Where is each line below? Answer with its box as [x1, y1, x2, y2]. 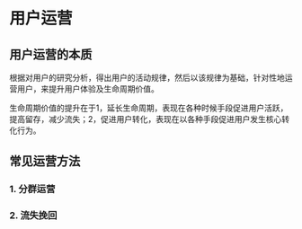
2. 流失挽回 [9, 209, 58, 222]
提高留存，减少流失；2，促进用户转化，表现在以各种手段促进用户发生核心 [9, 114, 282, 124]
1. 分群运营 [9, 183, 56, 196]
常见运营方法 [9, 154, 81, 169]
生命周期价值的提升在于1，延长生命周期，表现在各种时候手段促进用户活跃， [9, 102, 289, 113]
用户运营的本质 [9, 47, 93, 62]
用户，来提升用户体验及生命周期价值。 [16, 84, 159, 94]
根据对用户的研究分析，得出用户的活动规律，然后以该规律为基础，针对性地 [9, 73, 285, 83]
